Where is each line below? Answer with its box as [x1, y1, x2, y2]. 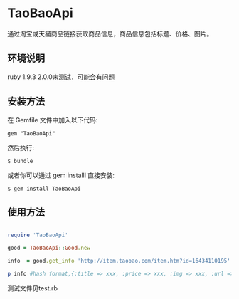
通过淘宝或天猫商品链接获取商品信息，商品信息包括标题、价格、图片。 [7, 29, 213, 38]
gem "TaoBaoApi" [7, 130, 55, 137]
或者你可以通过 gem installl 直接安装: [7, 171, 115, 179]
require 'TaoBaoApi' [7, 231, 69, 239]
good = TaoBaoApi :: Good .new [7, 244, 91, 252]
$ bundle [7, 157, 33, 164]
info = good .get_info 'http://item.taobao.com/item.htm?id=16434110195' [7, 258, 231, 265]
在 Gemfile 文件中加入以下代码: [7, 115, 98, 124]
